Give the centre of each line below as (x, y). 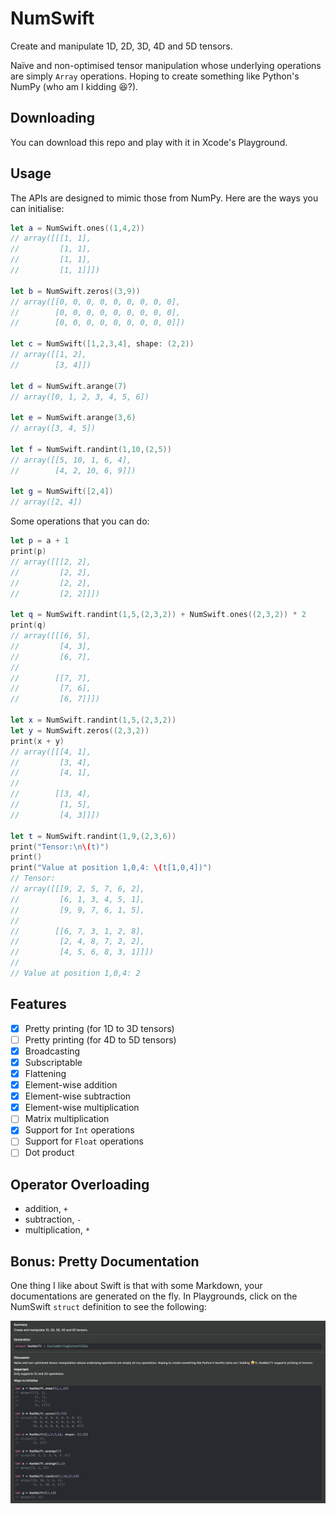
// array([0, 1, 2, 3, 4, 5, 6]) (80, 397)
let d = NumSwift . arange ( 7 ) (69, 386)
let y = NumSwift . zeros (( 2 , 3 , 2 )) (80, 730)
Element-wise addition (71, 1085)
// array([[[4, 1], (51, 752)
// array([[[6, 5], (51, 636)
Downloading (52, 118)
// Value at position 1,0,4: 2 (75, 973)
